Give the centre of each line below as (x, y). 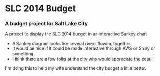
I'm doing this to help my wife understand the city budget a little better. (76, 68)
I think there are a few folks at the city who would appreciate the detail (82, 59)
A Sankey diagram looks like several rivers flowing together (71, 44)
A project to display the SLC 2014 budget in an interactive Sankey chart (76, 34)
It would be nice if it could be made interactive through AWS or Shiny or (83, 48)
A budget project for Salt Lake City (47, 24)
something (23, 54)
